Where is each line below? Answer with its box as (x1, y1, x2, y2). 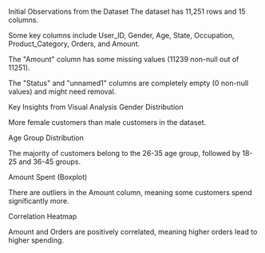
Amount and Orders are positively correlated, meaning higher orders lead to (8, 227, 258, 236)
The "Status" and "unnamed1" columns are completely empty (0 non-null (8, 79, 249, 88)
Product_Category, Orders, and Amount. (8, 39, 140, 49)
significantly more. (8, 197, 69, 205)
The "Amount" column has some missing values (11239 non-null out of (8, 55, 239, 64)
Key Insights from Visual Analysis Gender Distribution (8, 103, 184, 111)
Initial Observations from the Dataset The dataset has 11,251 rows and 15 (8, 7, 246, 16)
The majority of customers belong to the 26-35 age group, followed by (8, 149, 241, 158)
